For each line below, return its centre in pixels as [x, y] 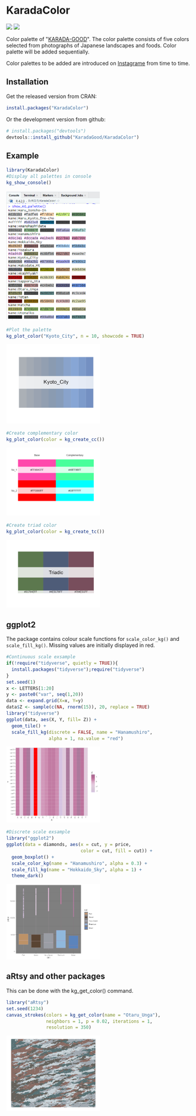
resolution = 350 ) [69, 1027]
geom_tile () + [29, 726]
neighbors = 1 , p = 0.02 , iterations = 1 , [99, 1021]
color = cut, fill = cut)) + [116, 851]
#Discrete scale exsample [38, 832]
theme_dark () [28, 876]
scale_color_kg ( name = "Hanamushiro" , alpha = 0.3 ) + [79, 863]
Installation [27, 82]
